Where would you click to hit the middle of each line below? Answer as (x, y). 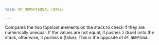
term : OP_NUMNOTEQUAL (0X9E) (35, 9)
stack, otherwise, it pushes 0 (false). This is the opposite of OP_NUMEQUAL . (77, 37)
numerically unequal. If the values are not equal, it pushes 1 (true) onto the (80, 32)
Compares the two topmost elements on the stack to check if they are (75, 27)
